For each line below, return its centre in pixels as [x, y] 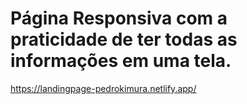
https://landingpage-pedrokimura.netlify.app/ [103, 88]
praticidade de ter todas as [124, 39]
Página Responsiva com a [119, 18]
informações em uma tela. [121, 61]
